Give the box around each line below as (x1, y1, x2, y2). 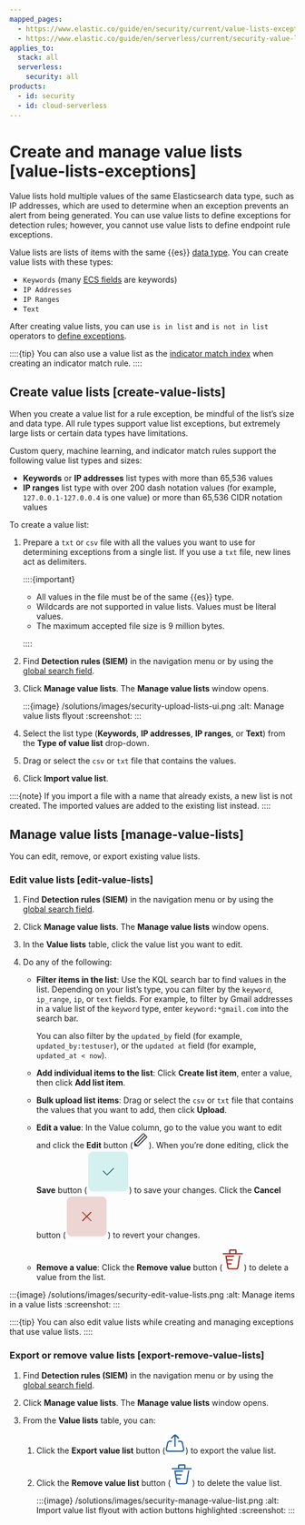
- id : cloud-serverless (17, 101, 107, 110)
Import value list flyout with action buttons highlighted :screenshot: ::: (35, 1504, 296, 1515)
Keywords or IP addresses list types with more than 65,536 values (22, 473, 274, 484)
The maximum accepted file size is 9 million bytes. (35, 621, 225, 631)
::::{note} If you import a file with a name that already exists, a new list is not (9, 791, 293, 802)
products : (9, 82, 47, 91)
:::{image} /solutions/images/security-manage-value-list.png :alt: (35, 1495, 280, 1506)
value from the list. (35, 1272, 106, 1283)
